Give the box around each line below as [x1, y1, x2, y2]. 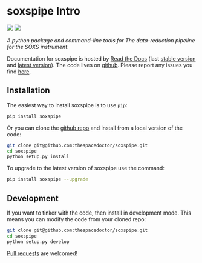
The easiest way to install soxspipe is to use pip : [7, 101, 128, 108]
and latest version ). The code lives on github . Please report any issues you [7, 61, 193, 68]
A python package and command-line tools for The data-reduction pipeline [7, 36, 195, 44]
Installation [7, 85, 50, 96]
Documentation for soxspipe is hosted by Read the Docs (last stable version [7, 55, 196, 62]
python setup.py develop [7, 238, 70, 245]
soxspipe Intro [7, 4, 80, 18]
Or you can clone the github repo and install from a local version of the [7, 124, 183, 131]
